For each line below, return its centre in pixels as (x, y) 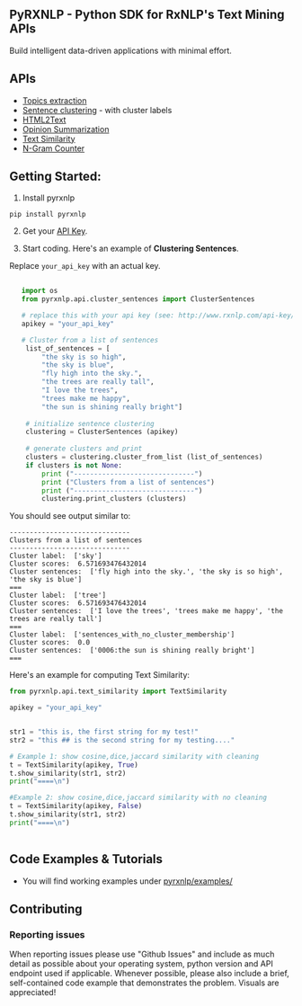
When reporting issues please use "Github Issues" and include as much (142, 954)
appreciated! (33, 993)
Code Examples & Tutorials (86, 859)
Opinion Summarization (66, 129)
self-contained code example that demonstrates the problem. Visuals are (145, 983)
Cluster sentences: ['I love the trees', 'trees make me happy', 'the (146, 611)
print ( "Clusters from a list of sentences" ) (129, 482)
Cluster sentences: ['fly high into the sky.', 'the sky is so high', (146, 572)
